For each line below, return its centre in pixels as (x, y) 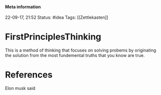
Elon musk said (20, 88)
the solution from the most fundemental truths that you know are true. (75, 55)
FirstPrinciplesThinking (53, 37)
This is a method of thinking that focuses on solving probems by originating (81, 50)
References (29, 75)
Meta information (23, 7)
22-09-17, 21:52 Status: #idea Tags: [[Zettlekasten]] (57, 17)
